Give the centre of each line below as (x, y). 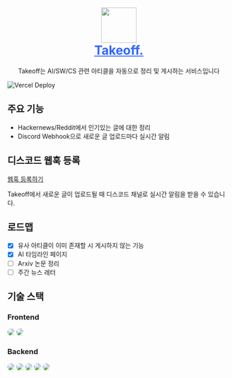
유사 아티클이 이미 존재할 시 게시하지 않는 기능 (81, 246)
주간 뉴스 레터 (36, 272)
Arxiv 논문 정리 (39, 263)
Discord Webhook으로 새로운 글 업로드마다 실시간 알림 (93, 136)
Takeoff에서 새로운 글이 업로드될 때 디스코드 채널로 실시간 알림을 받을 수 (107, 194)
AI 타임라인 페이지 (42, 254)
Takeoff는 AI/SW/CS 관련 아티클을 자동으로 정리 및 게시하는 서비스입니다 (119, 71)
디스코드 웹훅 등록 (44, 161)
